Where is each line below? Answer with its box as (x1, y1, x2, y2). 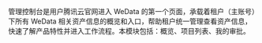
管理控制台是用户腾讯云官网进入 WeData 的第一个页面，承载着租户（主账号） (8, 7, 256, 16)
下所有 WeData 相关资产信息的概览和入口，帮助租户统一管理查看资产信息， (8, 16, 253, 26)
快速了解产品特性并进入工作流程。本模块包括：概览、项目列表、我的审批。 (8, 27, 250, 35)
